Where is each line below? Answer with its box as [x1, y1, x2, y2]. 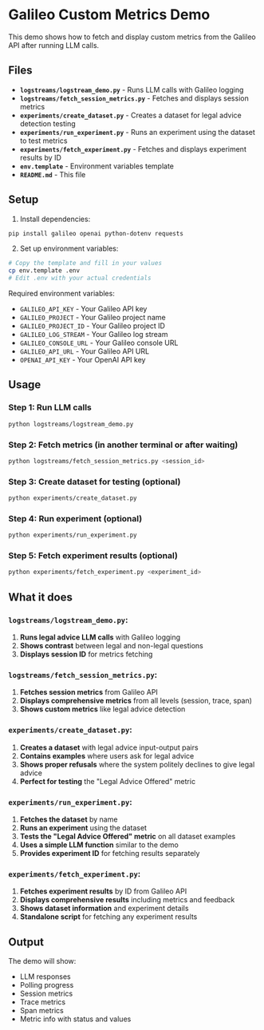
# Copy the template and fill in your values [8, 259, 162, 267]
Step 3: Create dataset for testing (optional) [8, 476, 181, 487]
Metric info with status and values [19, 1014, 132, 1024]
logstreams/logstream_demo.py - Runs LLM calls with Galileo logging [19, 85, 244, 94]
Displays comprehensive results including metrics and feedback [19, 895, 235, 905]
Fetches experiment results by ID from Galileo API [19, 886, 187, 896]
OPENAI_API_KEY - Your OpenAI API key [19, 355, 146, 365]
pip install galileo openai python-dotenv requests [8, 229, 183, 237]
